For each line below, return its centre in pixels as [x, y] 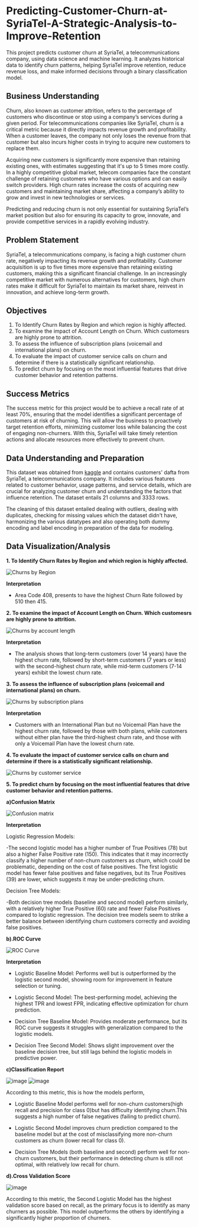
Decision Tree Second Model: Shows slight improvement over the [94, 1045]
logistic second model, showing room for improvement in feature [93, 979]
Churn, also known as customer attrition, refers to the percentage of [89, 110]
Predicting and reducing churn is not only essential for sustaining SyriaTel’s [98, 209]
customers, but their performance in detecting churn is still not [107, 1158]
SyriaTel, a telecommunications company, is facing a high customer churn [96, 254]
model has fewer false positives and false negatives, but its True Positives [96, 873]
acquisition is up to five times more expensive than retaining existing [90, 267]
